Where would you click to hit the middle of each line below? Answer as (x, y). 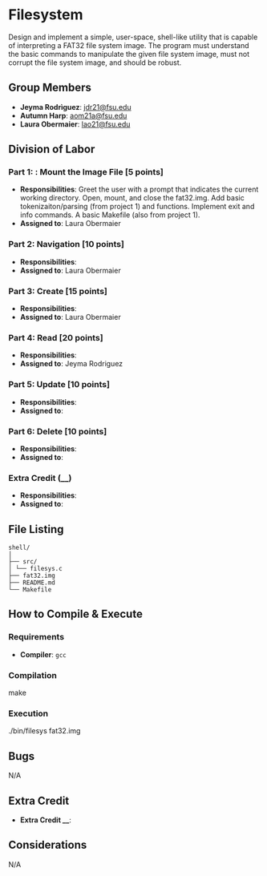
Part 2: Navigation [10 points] (66, 244)
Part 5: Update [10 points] (59, 385)
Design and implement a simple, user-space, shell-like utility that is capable (133, 37)
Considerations (48, 845)
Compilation (33, 675)
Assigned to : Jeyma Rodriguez (71, 364)
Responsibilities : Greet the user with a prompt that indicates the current (139, 189)
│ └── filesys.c (35, 569)
